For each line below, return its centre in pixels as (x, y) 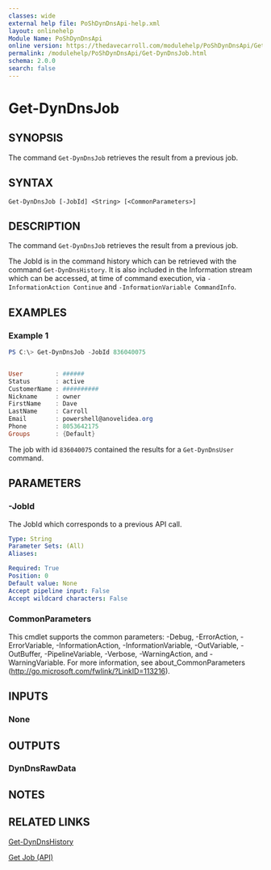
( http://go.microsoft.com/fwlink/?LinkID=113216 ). (90, 670)
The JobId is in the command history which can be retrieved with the (123, 261)
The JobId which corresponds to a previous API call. (96, 524)
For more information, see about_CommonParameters (156, 662)
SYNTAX (31, 183)
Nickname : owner (45, 397)
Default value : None (43, 583)
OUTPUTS (34, 745)
